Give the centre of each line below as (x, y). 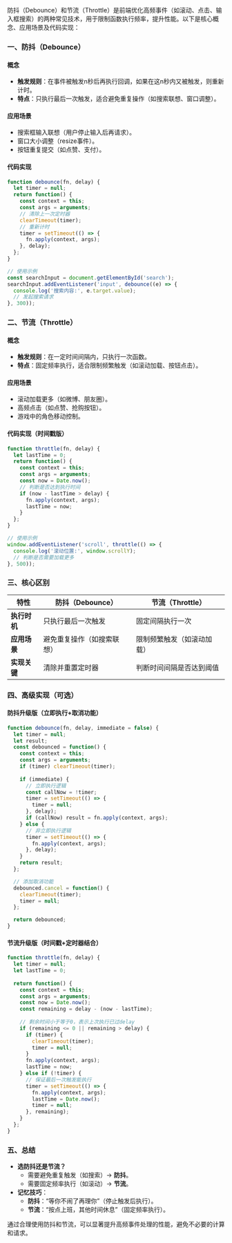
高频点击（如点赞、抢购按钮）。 (61, 408)
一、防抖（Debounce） (46, 47)
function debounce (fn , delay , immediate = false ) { (83, 728)
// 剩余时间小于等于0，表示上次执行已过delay (77, 1022)
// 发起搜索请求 (33, 297)
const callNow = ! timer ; (61, 792)
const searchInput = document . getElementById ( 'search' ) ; (91, 278)
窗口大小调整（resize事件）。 (58, 141)
